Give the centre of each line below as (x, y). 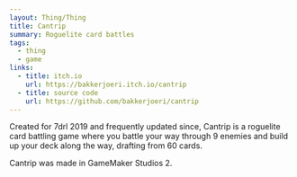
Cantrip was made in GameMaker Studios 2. (91, 164)
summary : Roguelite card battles (72, 34)
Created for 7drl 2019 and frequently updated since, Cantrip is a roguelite (145, 127)
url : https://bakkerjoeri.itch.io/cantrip (106, 84)
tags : (19, 43)
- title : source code (58, 93)
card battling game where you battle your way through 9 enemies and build (149, 137)
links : (22, 68)
